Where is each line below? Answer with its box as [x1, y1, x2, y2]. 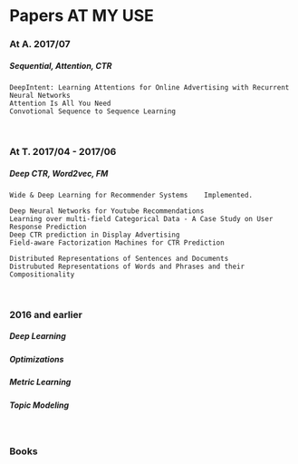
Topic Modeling [9, 400, 70, 411]
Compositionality [9, 269, 75, 279]
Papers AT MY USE [9, 5, 154, 26]
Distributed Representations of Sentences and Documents [9, 254, 229, 263]
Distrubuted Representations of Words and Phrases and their [9, 262, 245, 271]
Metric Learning [9, 377, 72, 388]
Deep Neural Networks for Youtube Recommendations [9, 206, 205, 216]
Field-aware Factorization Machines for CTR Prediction [9, 237, 225, 247]
